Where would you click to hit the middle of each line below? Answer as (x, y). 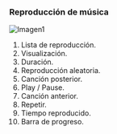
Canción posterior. (52, 79)
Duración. (37, 62)
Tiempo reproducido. (56, 113)
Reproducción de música (59, 12)
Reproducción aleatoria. (61, 71)
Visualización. (44, 54)
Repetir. (33, 105)
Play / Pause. (43, 87)
